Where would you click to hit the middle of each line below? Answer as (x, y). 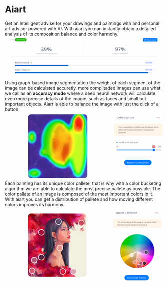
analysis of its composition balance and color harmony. (62, 34)
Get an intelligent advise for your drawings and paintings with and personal (82, 23)
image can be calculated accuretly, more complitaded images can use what (83, 88)
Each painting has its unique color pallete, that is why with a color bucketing (83, 183)
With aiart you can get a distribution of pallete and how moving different (79, 199)
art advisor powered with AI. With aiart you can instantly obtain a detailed (81, 28)
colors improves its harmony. (35, 205)
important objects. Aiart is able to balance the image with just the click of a (82, 104)
